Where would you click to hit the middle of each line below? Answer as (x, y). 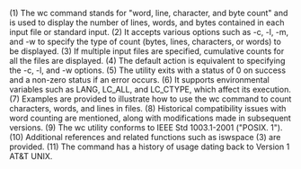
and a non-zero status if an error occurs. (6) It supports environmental (139, 80)
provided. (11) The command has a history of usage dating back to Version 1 (150, 147)
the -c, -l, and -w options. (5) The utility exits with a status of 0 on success (147, 70)
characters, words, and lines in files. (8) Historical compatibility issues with (148, 108)
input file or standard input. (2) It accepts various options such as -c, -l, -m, (149, 32)
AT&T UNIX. (31, 156)
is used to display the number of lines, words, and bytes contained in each (147, 22)
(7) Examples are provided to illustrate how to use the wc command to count (150, 99)
